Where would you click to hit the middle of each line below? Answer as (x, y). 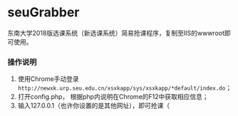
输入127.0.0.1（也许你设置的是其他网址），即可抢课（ (94, 106)
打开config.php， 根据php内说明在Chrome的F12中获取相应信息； (113, 97)
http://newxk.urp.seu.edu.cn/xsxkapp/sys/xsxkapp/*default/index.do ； (125, 88)
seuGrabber (43, 12)
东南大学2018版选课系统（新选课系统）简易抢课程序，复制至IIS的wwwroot (116, 33)
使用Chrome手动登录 (48, 79)
